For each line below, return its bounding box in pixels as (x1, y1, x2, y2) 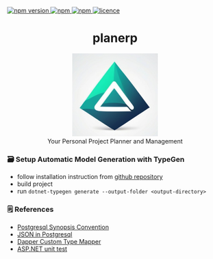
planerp (92, 31, 138, 46)
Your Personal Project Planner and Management (47, 137, 183, 146)
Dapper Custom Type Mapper (16, 237, 101, 245)
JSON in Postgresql (16, 230, 73, 238)
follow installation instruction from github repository (16, 173, 163, 181)
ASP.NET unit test (16, 245, 67, 253)
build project (16, 180, 53, 188)
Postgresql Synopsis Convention (16, 223, 110, 231)
